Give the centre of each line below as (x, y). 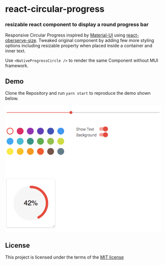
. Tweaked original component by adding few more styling (95, 40)
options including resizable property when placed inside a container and (79, 46)
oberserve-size (21, 40)
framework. (17, 66)
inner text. (16, 51)
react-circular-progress (55, 9)
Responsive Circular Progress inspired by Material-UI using (65, 35)
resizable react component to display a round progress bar (77, 25)
